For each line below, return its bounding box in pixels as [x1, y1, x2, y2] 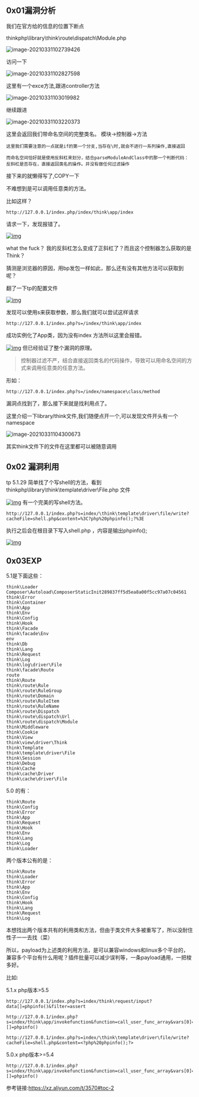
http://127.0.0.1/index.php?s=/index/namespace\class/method [6, 388, 161, 394]
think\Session [6, 755, 41, 761]
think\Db [6, 641, 28, 648]
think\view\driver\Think [6, 740, 68, 746]
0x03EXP [6, 556, 42, 566]
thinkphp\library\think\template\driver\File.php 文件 [6, 486, 131, 493]
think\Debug [6, 761, 36, 767]
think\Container [6, 599, 46, 606]
